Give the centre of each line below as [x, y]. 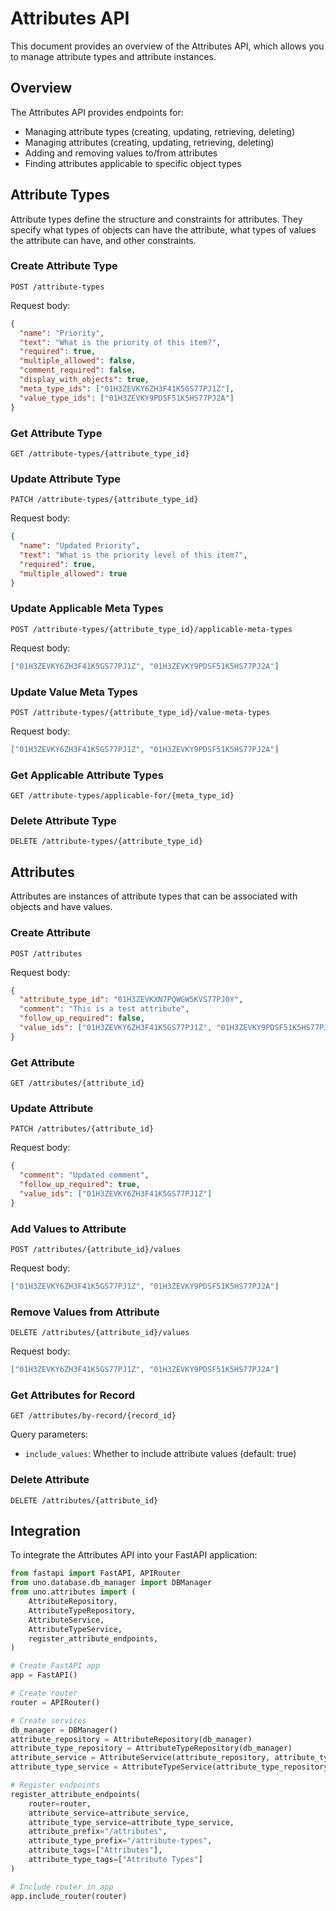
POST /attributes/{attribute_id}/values [96, 1250]
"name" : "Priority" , [62, 333]
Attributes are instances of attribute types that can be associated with [154, 896]
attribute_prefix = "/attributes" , [98, 1832]
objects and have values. [61, 907]
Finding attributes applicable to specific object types [133, 163]
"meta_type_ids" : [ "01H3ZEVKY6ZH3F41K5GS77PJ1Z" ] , [127, 388]
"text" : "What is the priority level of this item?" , [133, 555]
